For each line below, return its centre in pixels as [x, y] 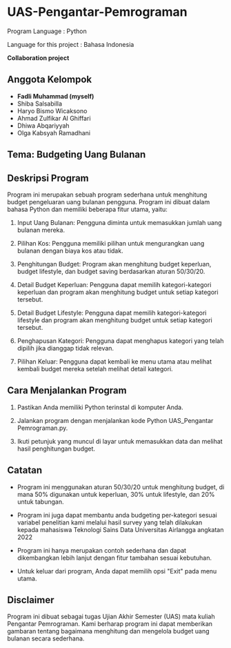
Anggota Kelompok [49, 80]
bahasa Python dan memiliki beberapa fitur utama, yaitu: [87, 209]
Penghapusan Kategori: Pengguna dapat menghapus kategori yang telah [120, 341]
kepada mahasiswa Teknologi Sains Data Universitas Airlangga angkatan [120, 529]
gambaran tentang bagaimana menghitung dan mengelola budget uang [108, 631]
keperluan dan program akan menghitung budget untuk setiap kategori [118, 292]
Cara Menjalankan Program [67, 391]
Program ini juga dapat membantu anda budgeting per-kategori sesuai [117, 515]
